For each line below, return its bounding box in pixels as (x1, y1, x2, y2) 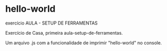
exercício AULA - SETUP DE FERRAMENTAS (5, 20, 98, 26)
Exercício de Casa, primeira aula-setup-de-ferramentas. (5, 30, 123, 36)
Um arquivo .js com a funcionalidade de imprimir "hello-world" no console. (5, 39, 162, 46)
